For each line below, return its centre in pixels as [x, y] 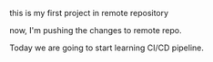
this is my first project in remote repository [89, 13]
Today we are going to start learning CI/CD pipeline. [107, 48]
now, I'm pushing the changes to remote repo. [96, 30]
